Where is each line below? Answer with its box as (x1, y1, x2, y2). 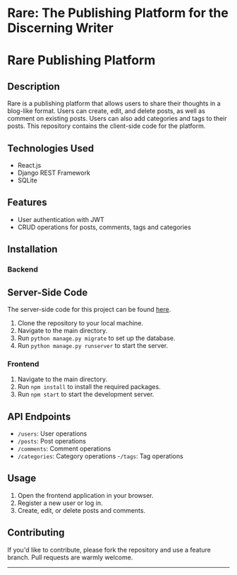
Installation (7, 243, 58, 255)
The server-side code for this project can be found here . (7, 305, 171, 313)
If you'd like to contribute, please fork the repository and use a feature (7, 545, 212, 554)
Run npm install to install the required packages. (17, 383, 161, 391)
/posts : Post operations (17, 437, 87, 446)
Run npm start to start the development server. (17, 390, 154, 399)
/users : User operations (17, 429, 87, 438)
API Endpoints (7, 410, 71, 422)
